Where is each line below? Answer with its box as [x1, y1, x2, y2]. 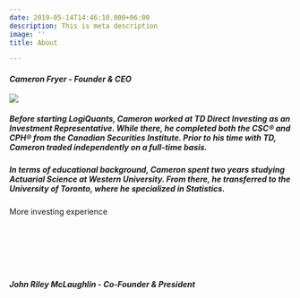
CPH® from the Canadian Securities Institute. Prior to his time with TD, [9, 132, 277, 143]
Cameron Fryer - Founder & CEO [9, 73, 133, 84]
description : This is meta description [9, 21, 159, 30]
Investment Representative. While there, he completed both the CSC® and [9, 123, 291, 134]
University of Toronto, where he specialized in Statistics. [9, 183, 226, 194]
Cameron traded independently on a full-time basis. [9, 142, 208, 153]
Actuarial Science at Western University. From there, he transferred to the [9, 174, 291, 184]
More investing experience [9, 206, 108, 217]
